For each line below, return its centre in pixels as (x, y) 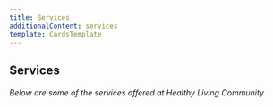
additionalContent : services (64, 26)
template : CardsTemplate (55, 34)
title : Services (39, 17)
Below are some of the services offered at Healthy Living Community (136, 93)
